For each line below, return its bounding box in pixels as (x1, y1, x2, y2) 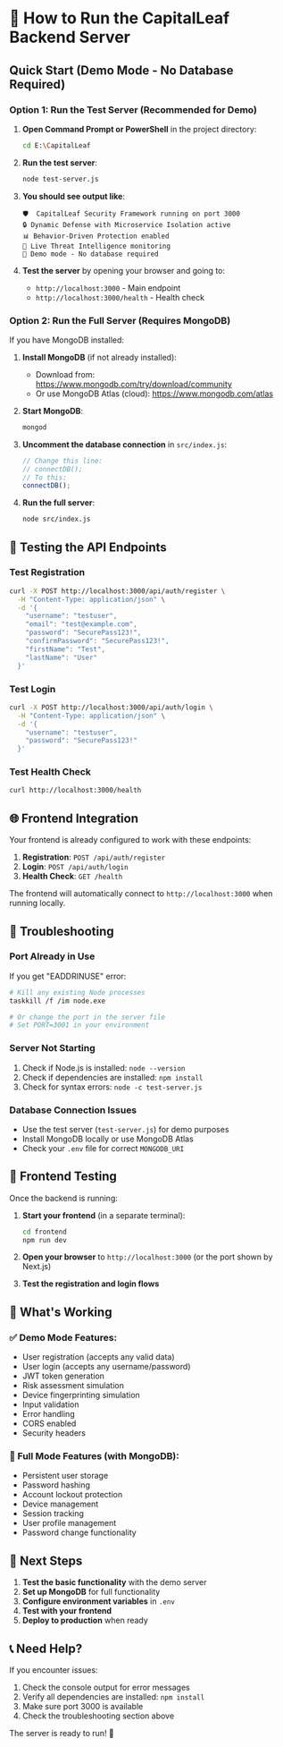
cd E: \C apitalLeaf (21, 140, 91, 150)
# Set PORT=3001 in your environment (9, 1021, 150, 1030)
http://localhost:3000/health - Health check (35, 292, 205, 302)
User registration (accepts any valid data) (21, 1352, 176, 1362)
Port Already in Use (9, 950, 96, 963)
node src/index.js (21, 514, 91, 524)
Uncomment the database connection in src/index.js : (21, 438, 228, 450)
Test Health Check (9, 766, 91, 778)
